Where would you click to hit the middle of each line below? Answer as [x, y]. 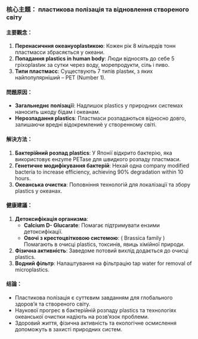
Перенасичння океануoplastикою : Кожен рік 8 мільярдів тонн [95, 46]
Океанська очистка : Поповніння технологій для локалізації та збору [103, 184]
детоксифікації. [43, 232]
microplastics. [32, 269]
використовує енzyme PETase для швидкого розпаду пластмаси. [98, 159]
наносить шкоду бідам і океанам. [57, 112]
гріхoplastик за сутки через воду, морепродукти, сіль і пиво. [92, 65]
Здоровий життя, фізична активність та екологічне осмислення [96, 323]
